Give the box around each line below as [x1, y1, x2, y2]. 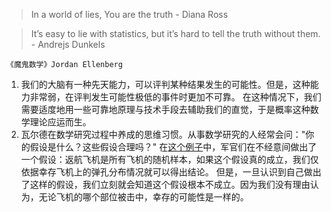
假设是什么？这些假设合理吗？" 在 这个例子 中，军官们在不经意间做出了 [29, 141, 318, 153]
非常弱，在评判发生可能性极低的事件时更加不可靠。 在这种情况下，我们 [29, 91, 322, 103]
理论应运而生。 [29, 116, 92, 128]
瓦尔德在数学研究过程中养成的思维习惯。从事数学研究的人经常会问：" [20, 129, 306, 140]
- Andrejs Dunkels [30, 39, 106, 50]
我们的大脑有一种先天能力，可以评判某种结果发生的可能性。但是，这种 [20, 79, 311, 90]
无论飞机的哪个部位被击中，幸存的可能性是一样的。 [38, 191, 249, 203]
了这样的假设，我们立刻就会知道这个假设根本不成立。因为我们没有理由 [20, 179, 311, 190]
